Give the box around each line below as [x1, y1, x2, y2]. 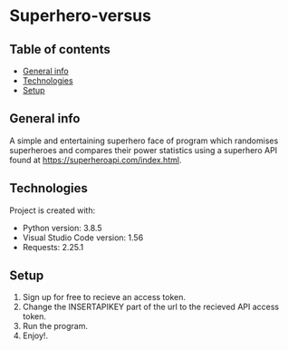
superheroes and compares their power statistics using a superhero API [9, 144, 278, 155]
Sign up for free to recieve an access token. [22, 292, 187, 303]
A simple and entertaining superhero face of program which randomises [9, 135, 279, 146]
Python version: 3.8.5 [22, 222, 102, 233]
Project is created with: [9, 205, 96, 216]
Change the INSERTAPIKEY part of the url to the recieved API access [22, 301, 279, 313]
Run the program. [22, 321, 89, 332]
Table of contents [9, 42, 110, 57]
